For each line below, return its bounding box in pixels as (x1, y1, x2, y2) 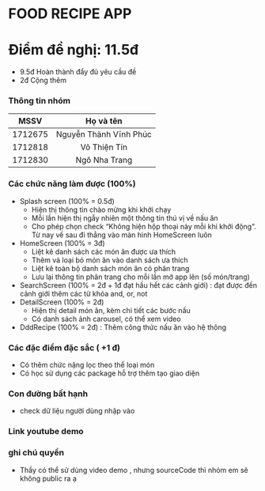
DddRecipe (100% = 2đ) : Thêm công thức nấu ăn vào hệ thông (19, 322, 227, 332)
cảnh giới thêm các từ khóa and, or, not (19, 289, 148, 298)
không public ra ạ (19, 474, 78, 483)
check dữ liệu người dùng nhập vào (19, 406, 135, 416)
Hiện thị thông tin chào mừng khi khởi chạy (31, 205, 172, 214)
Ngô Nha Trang (75, 155, 133, 166)
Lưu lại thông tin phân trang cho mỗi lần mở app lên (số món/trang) (31, 272, 251, 281)
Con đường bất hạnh (8, 388, 89, 399)
